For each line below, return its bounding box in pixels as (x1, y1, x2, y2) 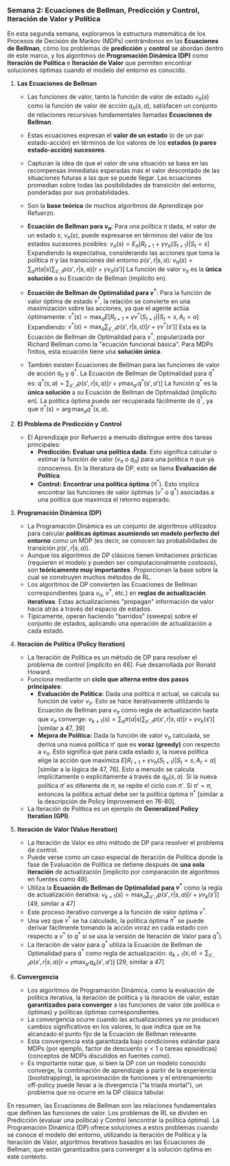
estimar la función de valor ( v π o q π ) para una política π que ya (37, 455, 215, 465)
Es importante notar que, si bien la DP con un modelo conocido (27, 1059, 206, 1067)
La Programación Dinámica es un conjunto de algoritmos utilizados (27, 522, 217, 530)
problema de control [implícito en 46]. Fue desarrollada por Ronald (27, 661, 216, 669)
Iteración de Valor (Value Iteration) (16, 825, 118, 833)
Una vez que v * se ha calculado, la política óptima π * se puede (27, 915, 205, 924)
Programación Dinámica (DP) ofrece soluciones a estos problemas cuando (7, 1123, 218, 1131)
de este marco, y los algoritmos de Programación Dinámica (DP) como (7, 51, 209, 60)
